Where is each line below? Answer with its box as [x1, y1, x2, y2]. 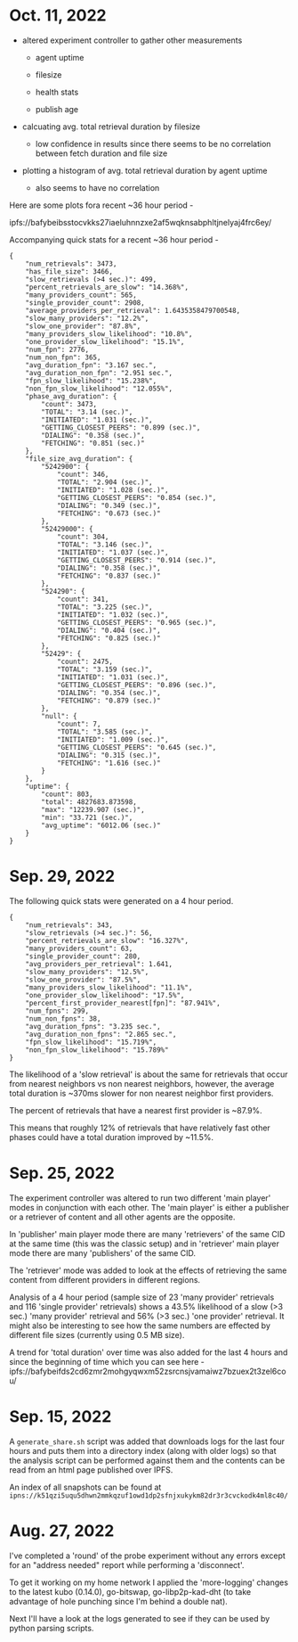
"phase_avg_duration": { [25, 391, 117, 401]
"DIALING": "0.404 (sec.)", [56, 626, 162, 635]
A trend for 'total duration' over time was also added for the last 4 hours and [9, 1347, 288, 1358]
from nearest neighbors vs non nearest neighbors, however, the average [9, 1078, 275, 1088]
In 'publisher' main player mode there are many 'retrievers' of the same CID [9, 1228, 286, 1239]
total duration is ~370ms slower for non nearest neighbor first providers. [9, 1088, 274, 1098]
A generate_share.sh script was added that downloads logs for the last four [9, 1436, 286, 1447]
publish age [35, 103, 79, 114]
